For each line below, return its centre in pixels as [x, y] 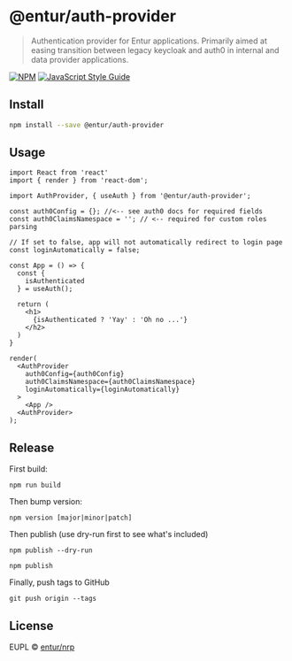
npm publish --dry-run [51, 550]
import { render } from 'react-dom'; [79, 181]
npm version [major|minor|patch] [71, 518]
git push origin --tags [53, 599]
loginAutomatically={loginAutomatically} [102, 390]
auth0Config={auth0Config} [75, 374]
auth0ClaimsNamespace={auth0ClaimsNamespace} [111, 382]
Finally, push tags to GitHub [60, 582]
